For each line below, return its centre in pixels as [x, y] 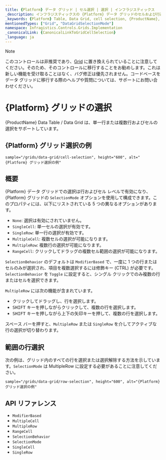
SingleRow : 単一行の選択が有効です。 [49, 233]
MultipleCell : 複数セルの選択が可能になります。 [61, 239]
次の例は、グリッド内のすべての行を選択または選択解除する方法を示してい [81, 360]
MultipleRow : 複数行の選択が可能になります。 [58, 245]
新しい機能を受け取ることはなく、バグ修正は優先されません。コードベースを [83, 73]
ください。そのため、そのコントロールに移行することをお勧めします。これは [83, 68]
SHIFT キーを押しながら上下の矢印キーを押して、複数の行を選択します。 [86, 314]
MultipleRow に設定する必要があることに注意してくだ [103, 366]
